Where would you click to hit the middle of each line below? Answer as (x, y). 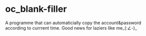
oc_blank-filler (36, 9)
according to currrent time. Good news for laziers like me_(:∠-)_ (71, 28)
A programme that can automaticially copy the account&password (73, 23)
